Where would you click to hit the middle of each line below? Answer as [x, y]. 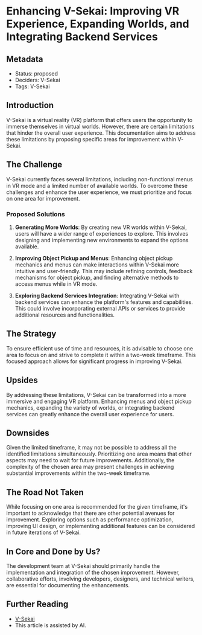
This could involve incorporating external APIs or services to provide [100, 308]
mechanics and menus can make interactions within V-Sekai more [97, 265]
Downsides [28, 433]
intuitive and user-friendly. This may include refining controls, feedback [104, 271]
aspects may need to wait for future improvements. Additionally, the [90, 460]
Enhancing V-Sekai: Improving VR [93, 11]
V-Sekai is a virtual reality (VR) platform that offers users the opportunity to [99, 120]
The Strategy [31, 334]
